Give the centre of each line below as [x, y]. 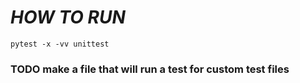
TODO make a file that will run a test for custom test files [150, 69]
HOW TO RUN [68, 17]
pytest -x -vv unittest [60, 44]
